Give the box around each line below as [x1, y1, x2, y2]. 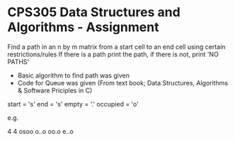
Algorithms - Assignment [7, 19, 159, 35]
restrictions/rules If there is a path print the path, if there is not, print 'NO [7, 50, 219, 59]
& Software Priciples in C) [17, 86, 93, 94]
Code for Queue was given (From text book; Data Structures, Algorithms [17, 78, 229, 87]
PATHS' [7, 57, 30, 66]
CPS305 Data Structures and [7, 4, 180, 20]
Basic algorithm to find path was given [17, 71, 130, 80]
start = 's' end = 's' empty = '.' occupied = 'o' [7, 99, 139, 108]
